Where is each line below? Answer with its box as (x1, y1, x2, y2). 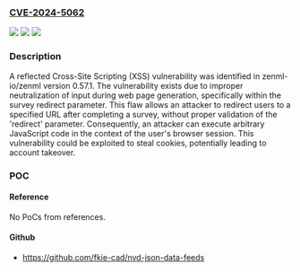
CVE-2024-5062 (9, 6, 85, 19)
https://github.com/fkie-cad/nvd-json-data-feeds (21, 251, 205, 262)
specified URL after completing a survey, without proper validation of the (9, 109, 278, 119)
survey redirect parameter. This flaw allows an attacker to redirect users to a (9, 99, 291, 110)
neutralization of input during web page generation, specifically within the (9, 90, 282, 101)
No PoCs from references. (9, 211, 106, 222)
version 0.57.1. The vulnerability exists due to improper (43, 80, 244, 91)
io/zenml (9, 80, 42, 91)
